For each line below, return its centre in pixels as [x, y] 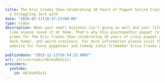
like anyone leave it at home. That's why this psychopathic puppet [81, 32]
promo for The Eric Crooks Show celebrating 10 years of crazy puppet [83, 37]
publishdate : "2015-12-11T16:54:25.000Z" [48, 55]
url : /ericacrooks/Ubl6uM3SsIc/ [38, 60]
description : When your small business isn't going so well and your [78, 28]
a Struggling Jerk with [34, 14]
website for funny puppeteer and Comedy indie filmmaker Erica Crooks [83, 46]
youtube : [18, 69]
